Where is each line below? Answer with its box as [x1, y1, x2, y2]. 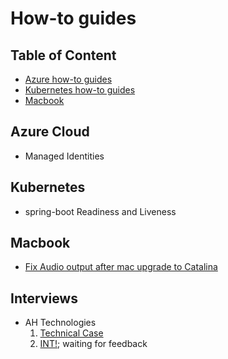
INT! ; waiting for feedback [39, 338, 148, 350]
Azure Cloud [10, 123, 90, 141]
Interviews [10, 290, 78, 307]
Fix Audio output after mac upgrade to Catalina [24, 261, 218, 273]
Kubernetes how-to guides [24, 84, 136, 96]
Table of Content [10, 47, 117, 64]
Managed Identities [24, 150, 105, 162]
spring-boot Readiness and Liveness [24, 205, 177, 217]
